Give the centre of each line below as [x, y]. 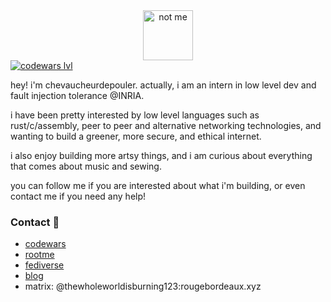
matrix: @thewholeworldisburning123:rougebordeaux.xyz [143, 286]
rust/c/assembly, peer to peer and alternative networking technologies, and [166, 125]
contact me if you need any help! [78, 196]
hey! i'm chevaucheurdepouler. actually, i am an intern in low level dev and [163, 85]
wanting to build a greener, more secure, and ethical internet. [136, 136]
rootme [39, 255]
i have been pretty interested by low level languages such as [135, 115]
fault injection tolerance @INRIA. [77, 95]
